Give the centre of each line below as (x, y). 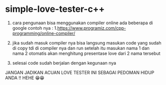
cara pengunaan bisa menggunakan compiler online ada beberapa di (83, 23)
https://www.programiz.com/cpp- (92, 28)
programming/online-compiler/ (44, 33)
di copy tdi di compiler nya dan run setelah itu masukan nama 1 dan (81, 48)
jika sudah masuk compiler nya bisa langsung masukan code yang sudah (87, 42)
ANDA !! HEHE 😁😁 (25, 78)
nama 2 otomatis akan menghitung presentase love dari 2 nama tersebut (86, 53)
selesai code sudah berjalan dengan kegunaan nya (64, 63)
